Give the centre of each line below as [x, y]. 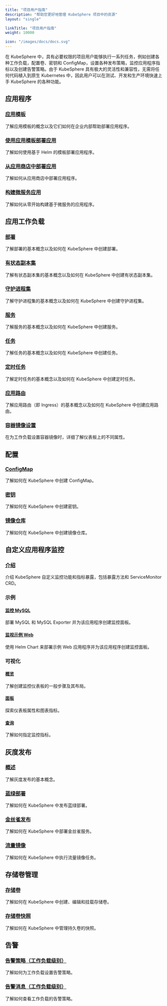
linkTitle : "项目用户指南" [31, 28]
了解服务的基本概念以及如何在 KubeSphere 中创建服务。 [63, 327]
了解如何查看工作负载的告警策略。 [40, 999]
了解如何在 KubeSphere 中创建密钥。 [43, 506]
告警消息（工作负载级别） [36, 987]
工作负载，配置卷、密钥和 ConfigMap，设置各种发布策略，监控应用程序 [83, 63]
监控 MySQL [18, 610]
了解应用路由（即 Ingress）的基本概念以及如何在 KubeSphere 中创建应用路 [82, 405]
